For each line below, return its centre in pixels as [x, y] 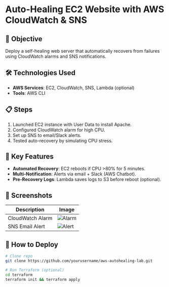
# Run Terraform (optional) [35, 270]
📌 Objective [24, 39]
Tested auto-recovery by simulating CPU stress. [62, 140]
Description [30, 210]
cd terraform [19, 275]
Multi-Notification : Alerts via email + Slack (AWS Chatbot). [74, 174]
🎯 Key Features [30, 156]
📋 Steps [19, 110]
